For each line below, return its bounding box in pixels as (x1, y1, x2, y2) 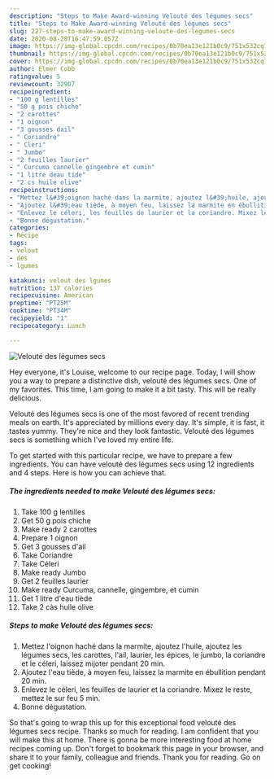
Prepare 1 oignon (20, 532, 78, 542)
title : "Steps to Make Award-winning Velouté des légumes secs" (9, 20, 232, 28)
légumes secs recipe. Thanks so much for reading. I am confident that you (9, 726, 259, 736)
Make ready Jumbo (20, 567, 86, 577)
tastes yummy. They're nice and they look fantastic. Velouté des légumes (9, 426, 254, 435)
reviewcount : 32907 (9, 80, 76, 88)
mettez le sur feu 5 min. (20, 693, 101, 702)
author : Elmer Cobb (9, 65, 76, 73)
